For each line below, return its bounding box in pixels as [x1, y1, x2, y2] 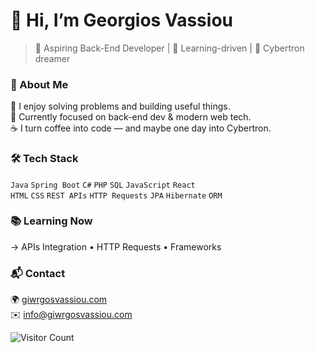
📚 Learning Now [10, 214, 93, 228]
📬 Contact [10, 266, 66, 280]
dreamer [34, 52, 71, 64]
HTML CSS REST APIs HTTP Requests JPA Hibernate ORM [10, 190, 223, 201]
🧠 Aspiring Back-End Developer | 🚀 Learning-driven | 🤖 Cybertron [34, 42, 305, 54]
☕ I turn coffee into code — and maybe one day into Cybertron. [10, 122, 272, 134]
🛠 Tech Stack [10, 152, 79, 166]
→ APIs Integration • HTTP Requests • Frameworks [10, 240, 222, 253]
